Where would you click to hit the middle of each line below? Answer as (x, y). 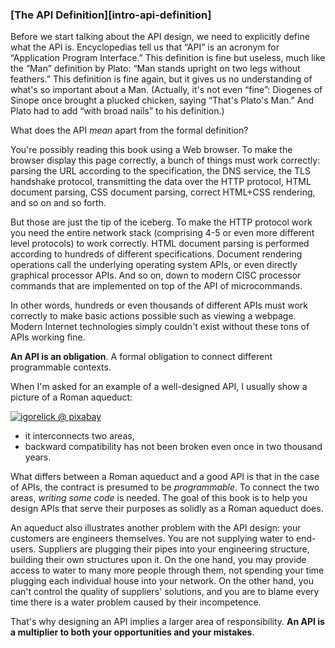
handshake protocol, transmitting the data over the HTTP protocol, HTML (161, 182)
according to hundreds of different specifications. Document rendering (156, 254)
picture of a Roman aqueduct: (71, 397)
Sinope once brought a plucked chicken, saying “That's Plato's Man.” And (162, 100)
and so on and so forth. (58, 203)
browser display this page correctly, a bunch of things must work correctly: (165, 160)
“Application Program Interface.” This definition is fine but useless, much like (168, 58)
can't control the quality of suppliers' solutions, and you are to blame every (165, 592)
